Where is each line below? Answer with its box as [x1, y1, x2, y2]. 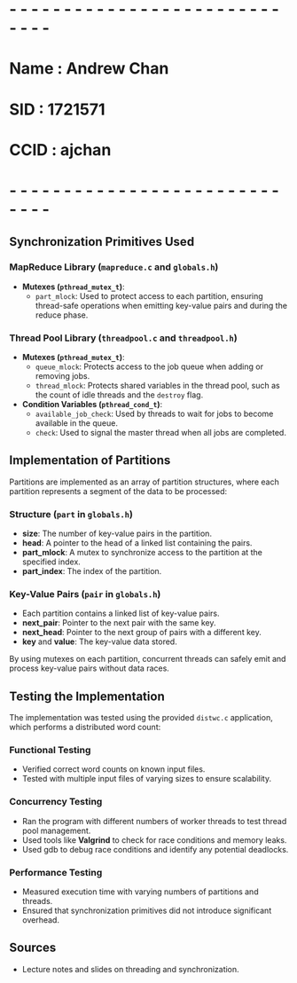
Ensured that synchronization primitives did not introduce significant [21, 905, 272, 916]
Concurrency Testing [9, 796, 103, 808]
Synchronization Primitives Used [9, 234, 195, 249]
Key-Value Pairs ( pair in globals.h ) [9, 587, 161, 600]
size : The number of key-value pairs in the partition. [21, 528, 213, 539]
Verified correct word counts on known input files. [21, 764, 206, 775]
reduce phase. [35, 310, 89, 320]
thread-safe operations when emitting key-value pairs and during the [35, 300, 288, 311]
